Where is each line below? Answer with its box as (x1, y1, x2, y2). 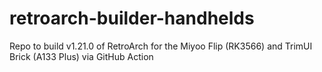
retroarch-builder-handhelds (9, 7, 255, 30)
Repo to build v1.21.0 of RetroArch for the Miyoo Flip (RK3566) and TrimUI (9, 40, 313, 52)
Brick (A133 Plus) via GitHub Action (9, 50, 154, 62)
